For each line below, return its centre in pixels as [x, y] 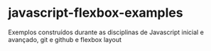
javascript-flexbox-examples [96, 13]
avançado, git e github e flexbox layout [65, 39]
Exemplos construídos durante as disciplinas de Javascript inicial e [106, 32]
